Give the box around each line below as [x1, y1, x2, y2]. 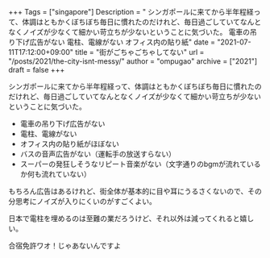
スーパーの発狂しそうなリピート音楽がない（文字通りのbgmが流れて [19, 160, 247, 169]
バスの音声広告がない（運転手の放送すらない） [19, 149, 176, 159]
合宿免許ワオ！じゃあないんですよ [8, 241, 122, 250]
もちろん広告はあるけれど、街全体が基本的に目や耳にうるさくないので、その [8, 186, 262, 196]
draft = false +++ [8, 65, 65, 74]
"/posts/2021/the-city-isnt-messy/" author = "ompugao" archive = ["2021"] [8, 56, 258, 66]
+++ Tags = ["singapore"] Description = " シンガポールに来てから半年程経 [8, 7, 254, 16]
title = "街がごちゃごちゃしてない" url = [75, 48, 205, 56]
